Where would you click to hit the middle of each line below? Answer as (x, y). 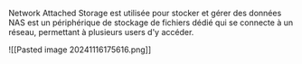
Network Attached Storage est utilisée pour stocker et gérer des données (145, 13)
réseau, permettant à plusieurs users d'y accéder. (101, 32)
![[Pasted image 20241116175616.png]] (80, 50)
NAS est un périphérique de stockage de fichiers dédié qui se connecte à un (151, 23)
